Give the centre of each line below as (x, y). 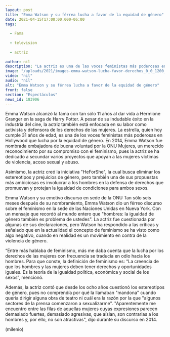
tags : (11, 24)
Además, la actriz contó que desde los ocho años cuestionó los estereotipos (85, 287)
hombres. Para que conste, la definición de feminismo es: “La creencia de (82, 262)
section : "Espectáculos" (31, 95)
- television (24, 43)
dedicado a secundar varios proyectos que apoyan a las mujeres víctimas (82, 157)
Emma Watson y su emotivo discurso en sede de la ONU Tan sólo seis (78, 198)
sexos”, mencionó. (25, 278)
